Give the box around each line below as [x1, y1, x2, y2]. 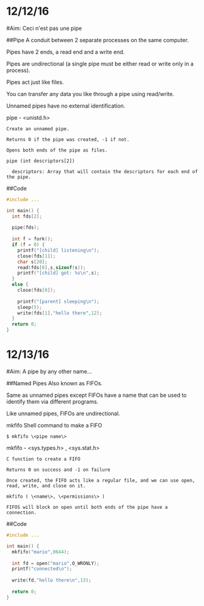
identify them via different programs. [6, 398, 99, 405]
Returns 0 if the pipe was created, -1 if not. [6, 136, 130, 142]
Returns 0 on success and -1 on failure [6, 467, 111, 473]
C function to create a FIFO [6, 456, 81, 462]
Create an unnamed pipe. [6, 125, 70, 132]
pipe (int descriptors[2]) [6, 158, 75, 164]
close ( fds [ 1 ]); [17, 253, 56, 259]
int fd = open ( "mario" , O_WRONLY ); [12, 560, 100, 566]
